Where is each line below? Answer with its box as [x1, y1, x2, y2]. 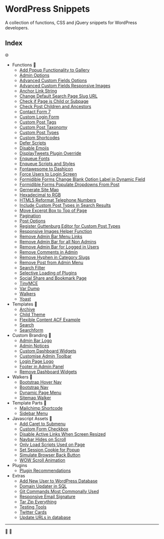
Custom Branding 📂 [12, 332, 52, 338]
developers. [5, 24, 29, 30]
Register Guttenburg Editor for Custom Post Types [19, 223, 121, 229]
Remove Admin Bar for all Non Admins [19, 238, 97, 244]
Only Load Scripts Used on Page [19, 442, 85, 447]
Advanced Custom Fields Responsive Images [19, 82, 111, 89]
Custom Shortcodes [19, 135, 60, 141]
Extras [12, 472, 25, 478]
